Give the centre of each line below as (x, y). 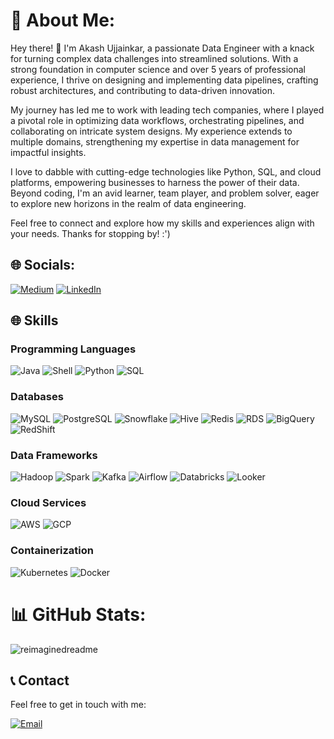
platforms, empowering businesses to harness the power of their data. (155, 182)
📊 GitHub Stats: (78, 614)
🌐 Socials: (43, 265)
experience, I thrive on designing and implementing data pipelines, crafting (164, 80)
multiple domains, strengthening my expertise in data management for (155, 141)
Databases (37, 397)
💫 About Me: (63, 20)
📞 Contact (40, 680)
